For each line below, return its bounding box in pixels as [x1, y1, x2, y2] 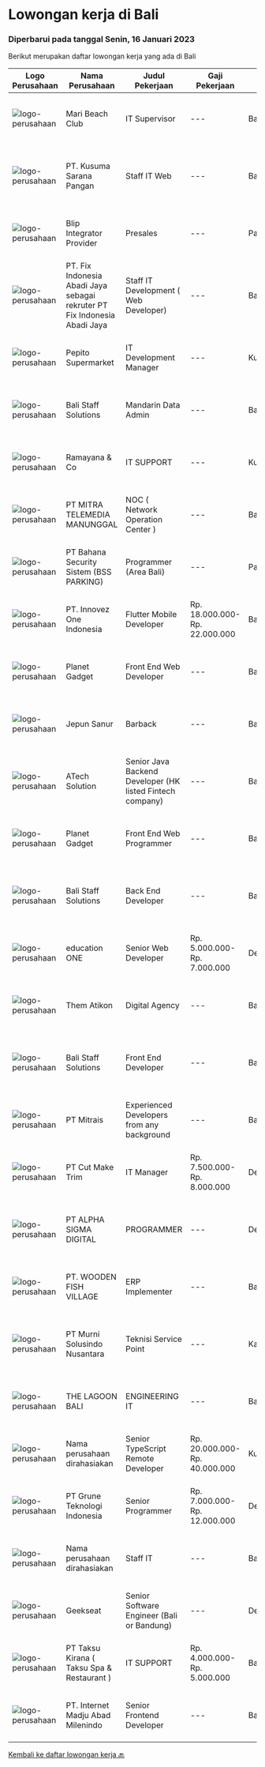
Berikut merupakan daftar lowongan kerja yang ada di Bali [8, 51, 196, 61]
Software [125, 1600, 159, 1611]
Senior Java [125, 756, 170, 767]
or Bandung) [125, 1620, 172, 1631]
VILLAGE [65, 1291, 99, 1303]
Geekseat [65, 1605, 102, 1616]
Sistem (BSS [65, 566, 112, 577]
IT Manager [125, 1167, 169, 1178]
